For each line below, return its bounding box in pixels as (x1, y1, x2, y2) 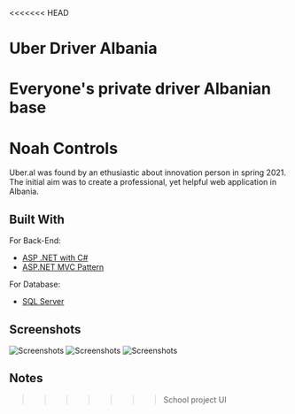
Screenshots (9, 322, 82, 337)
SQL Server (21, 296, 65, 307)
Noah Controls (9, 138, 118, 158)
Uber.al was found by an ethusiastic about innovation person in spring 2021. (9, 167, 286, 178)
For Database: (9, 279, 60, 290)
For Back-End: (9, 235, 62, 246)
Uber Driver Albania (9, 39, 158, 58)
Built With (9, 211, 65, 226)
